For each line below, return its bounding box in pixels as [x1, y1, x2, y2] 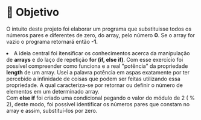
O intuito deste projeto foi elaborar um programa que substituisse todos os [6, 25, 192, 32]
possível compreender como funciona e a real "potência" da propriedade [6, 62, 188, 70]
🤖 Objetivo [6, 5, 59, 19]
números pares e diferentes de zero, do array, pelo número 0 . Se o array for [6, 31, 195, 38]
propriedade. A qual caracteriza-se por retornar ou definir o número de [6, 81, 183, 89]
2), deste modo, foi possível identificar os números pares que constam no [6, 100, 190, 107]
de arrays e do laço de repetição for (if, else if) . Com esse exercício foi [6, 56, 183, 63]
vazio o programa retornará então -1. [6, 38, 98, 45]
